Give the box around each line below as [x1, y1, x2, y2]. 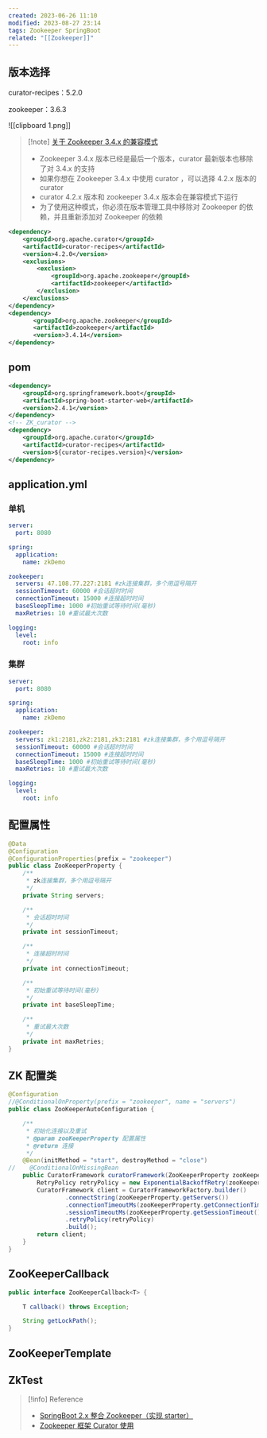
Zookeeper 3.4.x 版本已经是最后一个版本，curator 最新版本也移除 [39, 154, 253, 164]
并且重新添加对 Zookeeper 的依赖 [53, 212, 163, 222]
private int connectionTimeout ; [22, 964, 130, 972]
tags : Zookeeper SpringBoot [8, 26, 102, 34]
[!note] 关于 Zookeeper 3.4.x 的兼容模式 [27, 137, 158, 147]
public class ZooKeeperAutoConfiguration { [8, 1106, 155, 1114]
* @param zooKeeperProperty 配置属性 [25, 1134, 146, 1142]
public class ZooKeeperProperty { [8, 862, 123, 870]
